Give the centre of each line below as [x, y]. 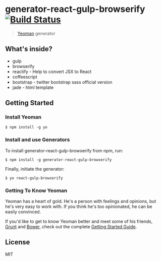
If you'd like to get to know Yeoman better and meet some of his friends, [79, 221]
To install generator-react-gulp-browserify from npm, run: [64, 150]
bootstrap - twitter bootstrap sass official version [62, 82]
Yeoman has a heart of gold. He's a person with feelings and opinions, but [80, 201]
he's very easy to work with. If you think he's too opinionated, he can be [79, 206]
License [18, 242]
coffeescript [25, 77]
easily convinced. [23, 212]
